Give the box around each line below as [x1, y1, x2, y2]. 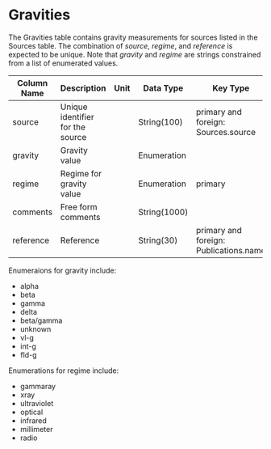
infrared [19, 415, 47, 426]
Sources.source [196, 126, 256, 138]
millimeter [19, 424, 53, 434]
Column [17, 77, 48, 88]
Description [60, 83, 106, 94]
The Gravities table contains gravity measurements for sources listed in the [8, 32, 258, 42]
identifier [60, 111, 94, 122]
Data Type [143, 83, 184, 94]
